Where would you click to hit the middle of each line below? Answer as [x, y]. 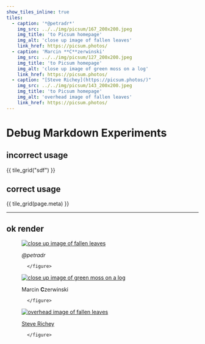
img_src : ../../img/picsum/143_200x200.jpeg [75, 86]
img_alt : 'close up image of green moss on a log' [83, 69]
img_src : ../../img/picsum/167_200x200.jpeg [75, 29]
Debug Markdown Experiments [87, 133]
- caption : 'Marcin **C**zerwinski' [58, 52]
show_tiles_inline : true [38, 12]
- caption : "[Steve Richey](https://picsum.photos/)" [81, 80]
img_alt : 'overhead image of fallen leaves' [75, 97]
